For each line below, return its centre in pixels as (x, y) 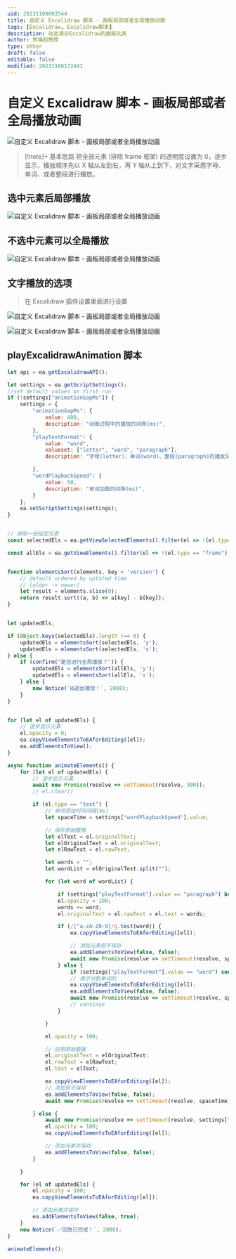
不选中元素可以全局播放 (58, 241)
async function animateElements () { (61, 765)
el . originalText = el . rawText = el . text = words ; (131, 914)
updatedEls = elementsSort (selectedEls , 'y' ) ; (89, 642)
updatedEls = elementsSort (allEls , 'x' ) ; (94, 675)
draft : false (26, 53)
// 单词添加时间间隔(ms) (77, 811)
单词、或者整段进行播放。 (61, 174)
